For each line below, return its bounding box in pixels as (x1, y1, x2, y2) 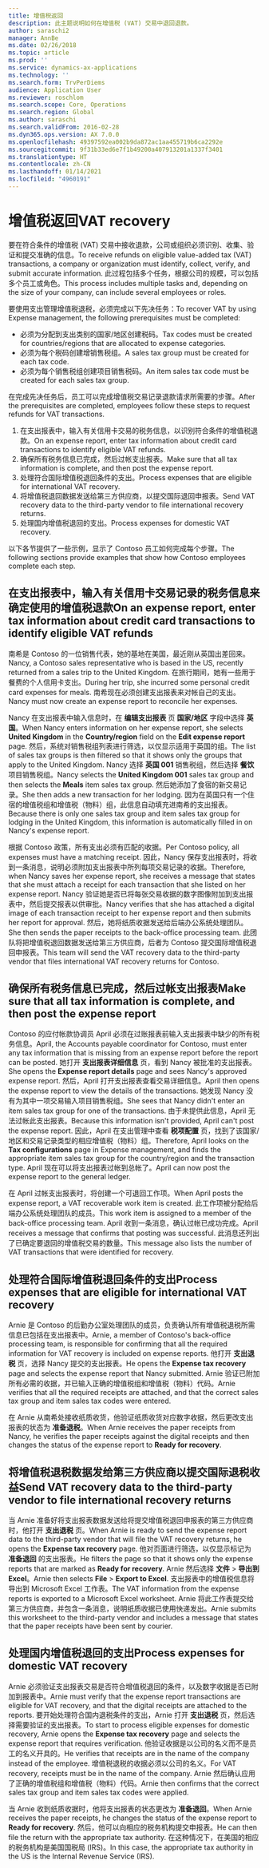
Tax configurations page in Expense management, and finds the (8, 1145, 222, 1155)
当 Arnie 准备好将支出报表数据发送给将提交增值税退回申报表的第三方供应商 (8, 1516, 254, 1525)
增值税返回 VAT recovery (8, 213, 171, 230)
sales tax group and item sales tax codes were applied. (8, 1787, 189, 1797)
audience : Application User (8, 85, 102, 94)
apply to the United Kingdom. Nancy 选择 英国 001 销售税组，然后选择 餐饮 (8, 760, 255, 769)
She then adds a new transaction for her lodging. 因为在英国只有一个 (22, 789, 248, 799)
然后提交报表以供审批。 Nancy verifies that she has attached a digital (29, 899, 255, 908)
